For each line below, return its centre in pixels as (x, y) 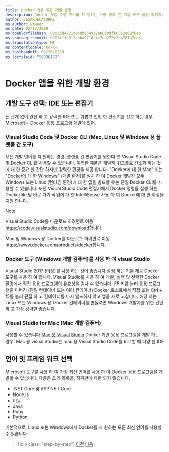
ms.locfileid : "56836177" (32, 57)
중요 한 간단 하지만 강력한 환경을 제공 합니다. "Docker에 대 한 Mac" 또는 (92, 169)
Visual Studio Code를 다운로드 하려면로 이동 (49, 221)
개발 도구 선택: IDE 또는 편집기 (49, 103)
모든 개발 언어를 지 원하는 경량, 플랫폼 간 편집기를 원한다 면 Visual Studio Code (83, 156)
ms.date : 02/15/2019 (27, 29)
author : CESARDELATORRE (30, 19)
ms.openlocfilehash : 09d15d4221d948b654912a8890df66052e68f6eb (73, 33)
